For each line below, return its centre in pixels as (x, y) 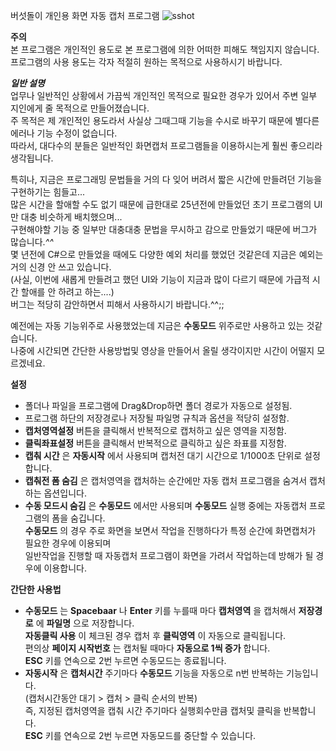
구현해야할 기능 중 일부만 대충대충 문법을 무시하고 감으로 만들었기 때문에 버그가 (164, 229)
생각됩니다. (32, 158)
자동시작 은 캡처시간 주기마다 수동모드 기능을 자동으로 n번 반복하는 (154, 673)
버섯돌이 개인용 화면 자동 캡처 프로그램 (85, 15)
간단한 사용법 (36, 589)
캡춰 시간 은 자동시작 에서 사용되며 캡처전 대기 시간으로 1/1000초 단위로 (163, 455)
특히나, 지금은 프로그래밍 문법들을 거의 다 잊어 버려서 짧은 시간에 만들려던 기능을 (166, 179)
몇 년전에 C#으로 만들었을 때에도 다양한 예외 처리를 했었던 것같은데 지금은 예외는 (167, 254)
